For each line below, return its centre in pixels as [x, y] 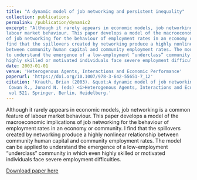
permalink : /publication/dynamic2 [48, 22]
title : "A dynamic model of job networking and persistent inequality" [95, 11]
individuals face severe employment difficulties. [64, 159]
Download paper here [32, 171]
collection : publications [38, 17]
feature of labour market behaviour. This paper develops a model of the [92, 116]
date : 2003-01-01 [27, 66]
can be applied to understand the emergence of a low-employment [87, 147]
